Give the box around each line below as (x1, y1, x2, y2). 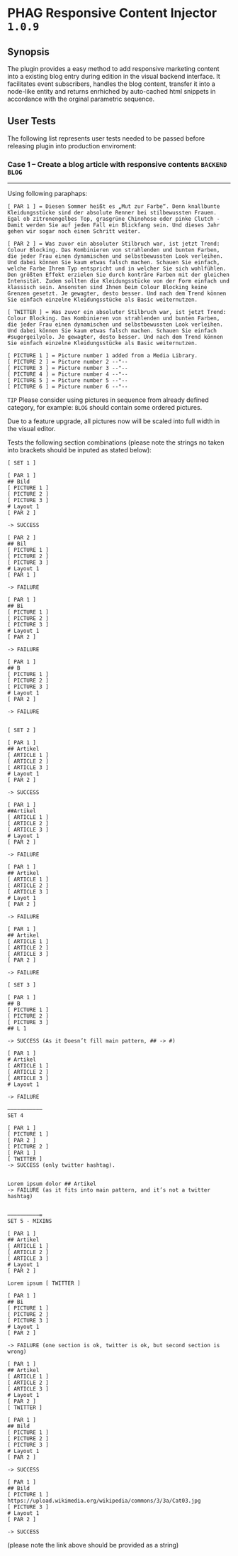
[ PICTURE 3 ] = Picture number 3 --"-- (7, 364, 129, 372)
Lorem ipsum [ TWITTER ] (7, 1280, 81, 1287)
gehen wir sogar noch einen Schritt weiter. (7, 228, 141, 235)
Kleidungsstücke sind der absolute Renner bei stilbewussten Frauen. (7, 210, 217, 217)
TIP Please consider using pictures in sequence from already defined (7, 396, 209, 404)
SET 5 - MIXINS (7, 1218, 52, 1225)
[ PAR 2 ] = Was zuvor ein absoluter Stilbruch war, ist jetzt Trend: (7, 240, 220, 248)
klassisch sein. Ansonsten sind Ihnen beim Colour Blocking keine (7, 284, 208, 291)
